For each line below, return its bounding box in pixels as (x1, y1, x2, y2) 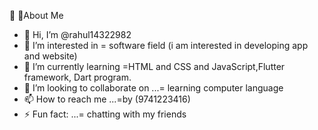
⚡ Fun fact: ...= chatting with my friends (23, 108, 187, 120)
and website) (23, 50, 78, 62)
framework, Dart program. (23, 71, 132, 83)
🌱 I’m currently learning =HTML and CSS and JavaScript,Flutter (23, 61, 286, 72)
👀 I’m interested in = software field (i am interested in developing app (23, 40, 309, 51)
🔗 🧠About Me (9, 10, 64, 21)
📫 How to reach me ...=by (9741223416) (23, 93, 191, 105)
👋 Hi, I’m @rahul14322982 (23, 29, 132, 40)
